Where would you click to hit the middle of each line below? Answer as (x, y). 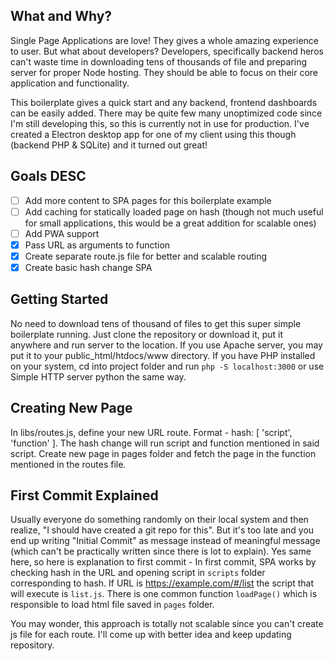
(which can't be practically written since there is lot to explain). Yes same (161, 551)
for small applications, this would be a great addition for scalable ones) (170, 223)
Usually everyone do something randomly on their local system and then (159, 520)
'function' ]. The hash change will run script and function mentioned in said (165, 443)
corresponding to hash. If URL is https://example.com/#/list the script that (162, 583)
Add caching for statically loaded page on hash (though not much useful (174, 211)
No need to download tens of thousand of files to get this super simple (156, 323)
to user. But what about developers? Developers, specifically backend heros (167, 51)
